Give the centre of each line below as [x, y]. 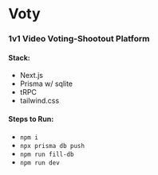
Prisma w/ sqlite [46, 84]
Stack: [19, 57]
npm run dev [39, 163]
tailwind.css [39, 101]
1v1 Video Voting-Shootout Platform [79, 39]
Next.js [32, 76]
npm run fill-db [47, 154]
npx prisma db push [52, 146]
